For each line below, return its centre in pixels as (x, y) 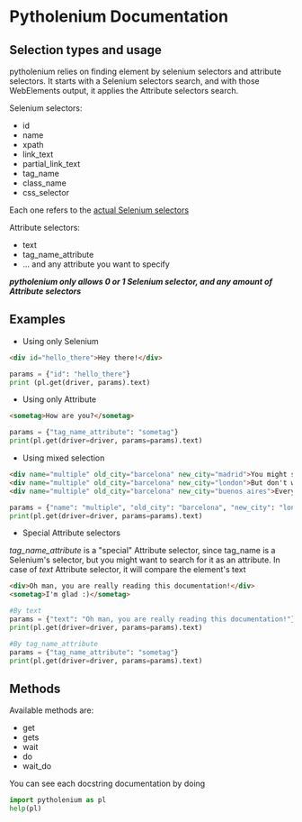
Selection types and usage (85, 50)
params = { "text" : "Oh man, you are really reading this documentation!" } (152, 619)
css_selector (46, 192)
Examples (37, 320)
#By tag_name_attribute (54, 644)
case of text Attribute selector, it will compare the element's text (128, 570)
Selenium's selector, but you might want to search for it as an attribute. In (145, 560)
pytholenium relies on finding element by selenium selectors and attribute (145, 71)
